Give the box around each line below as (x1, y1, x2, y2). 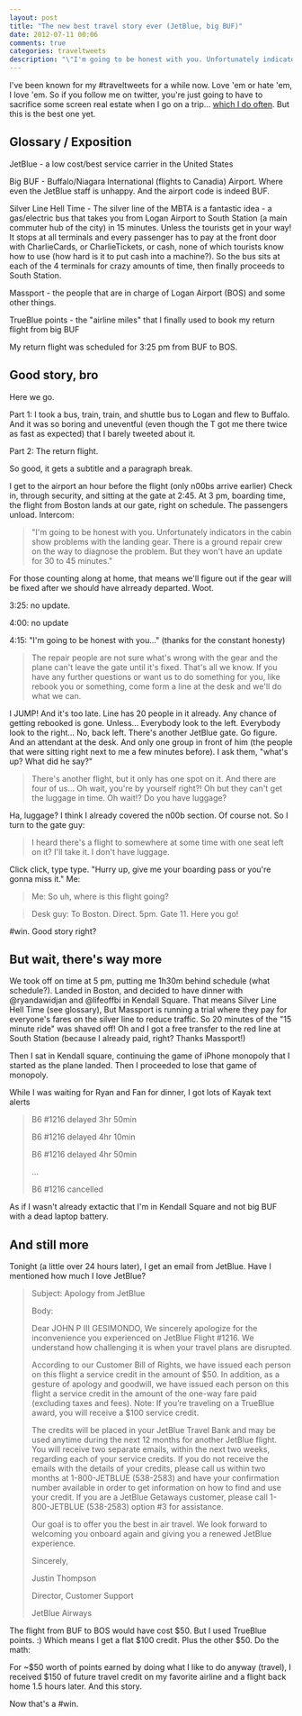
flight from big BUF (9, 323, 80, 334)
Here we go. (9, 391, 56, 402)
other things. (9, 296, 57, 307)
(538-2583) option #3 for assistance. (86, 1502, 224, 1512)
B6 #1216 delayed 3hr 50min (31, 1114, 138, 1125)
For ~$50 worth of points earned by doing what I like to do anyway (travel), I (9, 1662, 292, 1673)
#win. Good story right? (9, 925, 97, 937)
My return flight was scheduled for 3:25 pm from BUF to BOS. (9, 341, 238, 352)
